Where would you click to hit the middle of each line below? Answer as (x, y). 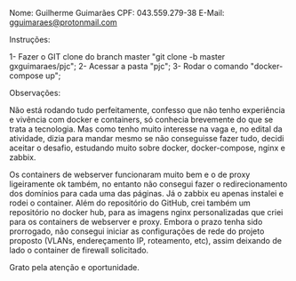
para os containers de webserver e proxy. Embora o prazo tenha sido (136, 222)
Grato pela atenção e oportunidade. (75, 267)
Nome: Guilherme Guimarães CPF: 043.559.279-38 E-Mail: (117, 13)
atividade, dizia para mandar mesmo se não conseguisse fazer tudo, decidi (147, 138)
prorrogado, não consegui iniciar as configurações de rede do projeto (137, 231)
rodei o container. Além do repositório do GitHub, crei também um (130, 203)
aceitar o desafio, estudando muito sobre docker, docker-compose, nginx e (148, 148)
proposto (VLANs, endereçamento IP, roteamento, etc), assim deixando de (146, 241)
